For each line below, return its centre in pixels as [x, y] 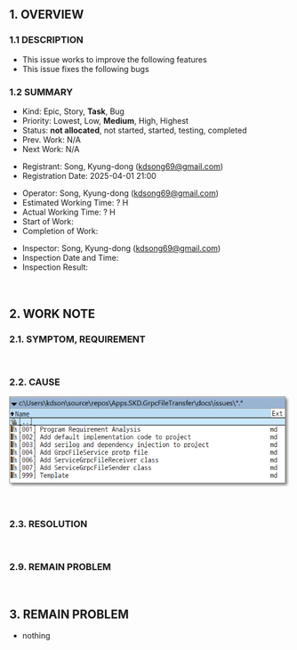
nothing [36, 635]
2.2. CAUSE [35, 382]
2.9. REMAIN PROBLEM [60, 566]
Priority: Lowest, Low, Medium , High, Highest [105, 120]
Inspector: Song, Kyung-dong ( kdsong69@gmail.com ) [121, 248]
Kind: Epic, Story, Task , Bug [73, 111]
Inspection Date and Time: [70, 257]
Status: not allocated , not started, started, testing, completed [134, 130]
